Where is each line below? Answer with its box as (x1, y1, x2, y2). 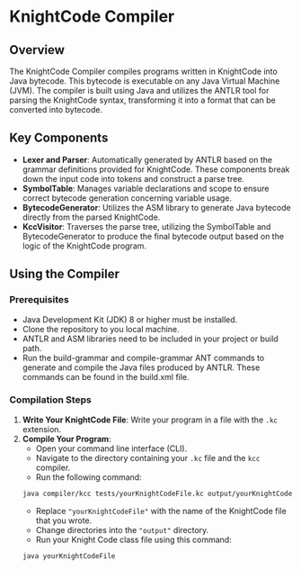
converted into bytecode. (9, 104, 103, 114)
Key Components (9, 131, 109, 146)
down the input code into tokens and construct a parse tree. (22, 173, 245, 184)
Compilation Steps (9, 394, 93, 406)
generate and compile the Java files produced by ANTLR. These (22, 362, 261, 373)
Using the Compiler (9, 267, 120, 282)
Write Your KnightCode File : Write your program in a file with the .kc (22, 414, 279, 425)
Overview (9, 42, 66, 58)
